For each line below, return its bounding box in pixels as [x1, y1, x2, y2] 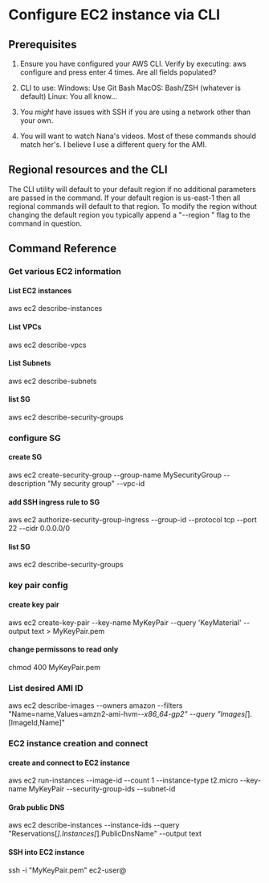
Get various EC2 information [8, 266, 122, 277]
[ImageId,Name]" [8, 717, 66, 728]
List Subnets [8, 358, 51, 368]
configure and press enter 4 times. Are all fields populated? [19, 67, 217, 77]
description [8, 479, 47, 489]
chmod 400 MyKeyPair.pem [8, 662, 101, 672]
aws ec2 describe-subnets [8, 376, 97, 386]
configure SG [8, 432, 62, 444]
